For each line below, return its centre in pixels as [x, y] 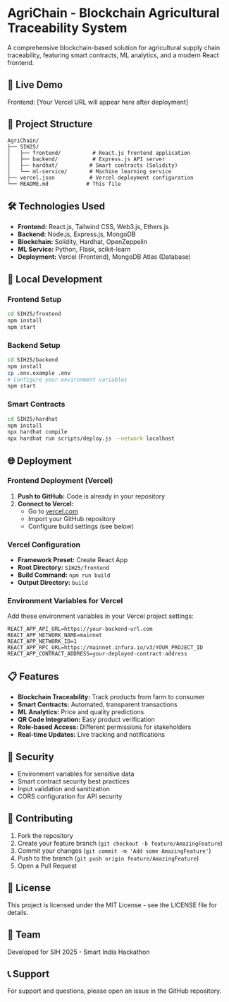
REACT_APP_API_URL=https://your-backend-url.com [80, 629]
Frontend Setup [35, 299]
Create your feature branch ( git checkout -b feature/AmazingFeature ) [120, 843]
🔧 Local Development [55, 279]
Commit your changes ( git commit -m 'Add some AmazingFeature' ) [114, 851]
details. [18, 912]
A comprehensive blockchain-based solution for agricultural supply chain [114, 47]
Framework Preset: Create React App [73, 560]
